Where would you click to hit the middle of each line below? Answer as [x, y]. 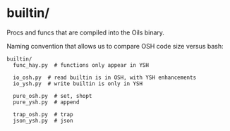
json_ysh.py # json [43, 120]
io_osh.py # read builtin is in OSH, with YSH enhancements [105, 77]
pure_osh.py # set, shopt [53, 96]
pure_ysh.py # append [46, 102]
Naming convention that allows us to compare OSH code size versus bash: [115, 46]
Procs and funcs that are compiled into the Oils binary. [86, 32]
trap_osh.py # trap [43, 114]
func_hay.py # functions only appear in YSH [81, 65]
